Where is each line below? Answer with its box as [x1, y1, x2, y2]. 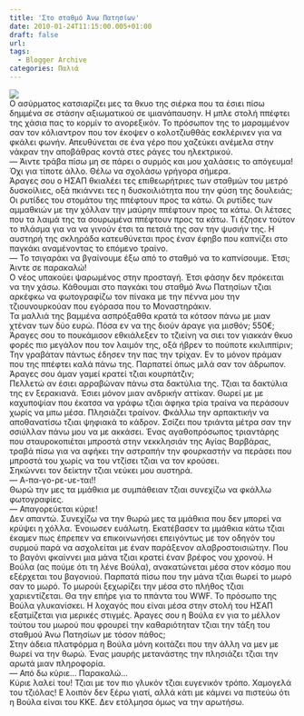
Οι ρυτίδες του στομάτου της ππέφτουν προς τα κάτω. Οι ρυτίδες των [9, 194, 273, 205]
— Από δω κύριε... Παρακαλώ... [9, 667, 129, 678]
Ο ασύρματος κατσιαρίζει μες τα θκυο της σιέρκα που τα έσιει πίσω [9, 97, 265, 109]
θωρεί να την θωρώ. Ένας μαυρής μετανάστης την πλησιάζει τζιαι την [9, 648, 279, 659]
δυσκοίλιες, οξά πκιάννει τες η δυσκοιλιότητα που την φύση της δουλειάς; [9, 184, 293, 195]
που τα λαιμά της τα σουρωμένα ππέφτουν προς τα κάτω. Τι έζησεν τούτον [9, 214, 296, 224]
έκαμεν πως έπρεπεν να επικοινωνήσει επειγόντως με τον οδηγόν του [9, 532, 275, 543]
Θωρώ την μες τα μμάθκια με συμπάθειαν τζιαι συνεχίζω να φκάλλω [9, 483, 272, 495]
